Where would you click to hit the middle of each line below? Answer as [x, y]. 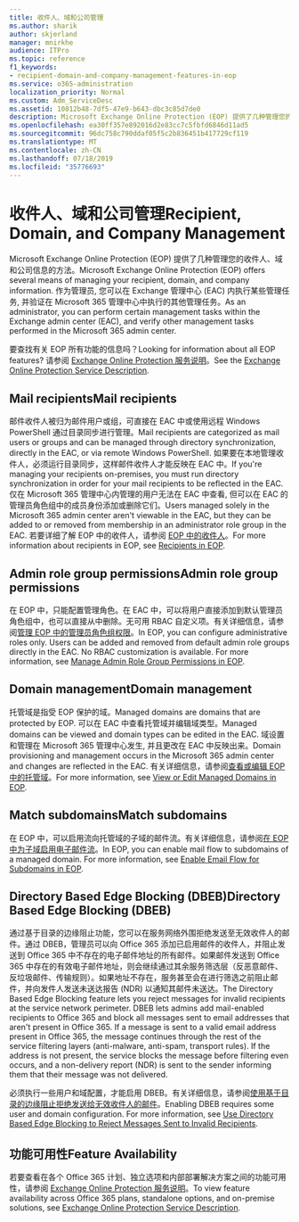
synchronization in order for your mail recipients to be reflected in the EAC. [146, 483]
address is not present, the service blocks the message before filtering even [149, 1056]
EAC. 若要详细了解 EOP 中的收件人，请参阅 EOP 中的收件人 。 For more [137, 535]
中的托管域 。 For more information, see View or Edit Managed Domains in [143, 777]
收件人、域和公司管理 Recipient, [125, 214]
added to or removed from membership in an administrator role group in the [148, 525]
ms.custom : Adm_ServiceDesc [61, 100]
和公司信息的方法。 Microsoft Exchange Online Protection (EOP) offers [137, 270]
